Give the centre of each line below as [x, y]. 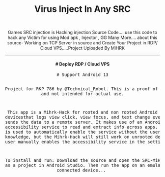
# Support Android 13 [82, 75]
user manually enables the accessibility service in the [75, 142]
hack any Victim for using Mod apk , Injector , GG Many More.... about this [82, 37]
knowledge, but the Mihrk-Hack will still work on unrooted [79, 137]
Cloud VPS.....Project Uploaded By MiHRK [82, 48]
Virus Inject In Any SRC [82, 9]
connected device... [81, 170]
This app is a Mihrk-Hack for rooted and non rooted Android [82, 112]
